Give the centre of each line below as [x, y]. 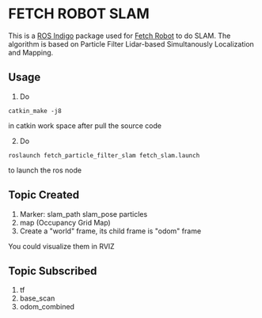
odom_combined [47, 307]
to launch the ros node [45, 170]
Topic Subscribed [53, 271]
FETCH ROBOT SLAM [79, 14]
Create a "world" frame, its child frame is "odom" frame [110, 231]
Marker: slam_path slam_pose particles [84, 214]
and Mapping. [31, 52]
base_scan [37, 298]
